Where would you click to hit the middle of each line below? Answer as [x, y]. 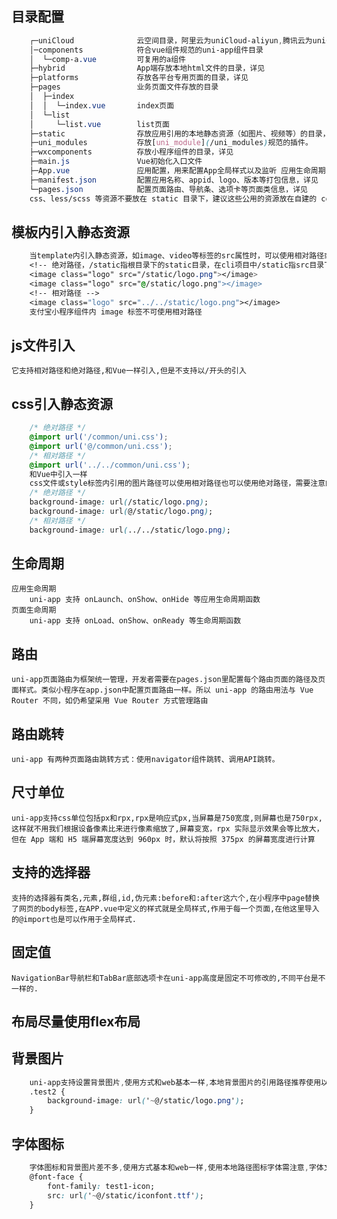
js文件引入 [43, 345]
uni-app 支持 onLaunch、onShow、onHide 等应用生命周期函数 [145, 600]
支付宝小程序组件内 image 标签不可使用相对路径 [116, 312]
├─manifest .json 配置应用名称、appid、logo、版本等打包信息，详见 [174, 180]
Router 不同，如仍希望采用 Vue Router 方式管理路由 [110, 701]
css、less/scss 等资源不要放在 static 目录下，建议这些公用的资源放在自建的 [173, 198]
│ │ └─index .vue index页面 [102, 105]
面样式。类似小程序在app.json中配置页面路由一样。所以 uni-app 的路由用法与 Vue [162, 690]
